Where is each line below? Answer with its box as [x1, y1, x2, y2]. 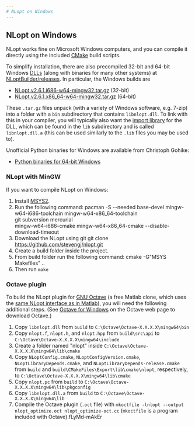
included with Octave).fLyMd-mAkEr [14, 413, 102, 421]
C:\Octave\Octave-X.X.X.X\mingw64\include [14, 337, 120, 343]
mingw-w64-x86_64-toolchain [64, 210, 138, 217]
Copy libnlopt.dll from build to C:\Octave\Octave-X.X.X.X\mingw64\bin [14, 324, 190, 331]
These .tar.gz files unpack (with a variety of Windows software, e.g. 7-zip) [6, 105, 188, 112]
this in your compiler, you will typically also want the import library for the [6, 117, 183, 124]
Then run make [14, 265, 48, 272]
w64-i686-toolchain [14, 210, 63, 217]
